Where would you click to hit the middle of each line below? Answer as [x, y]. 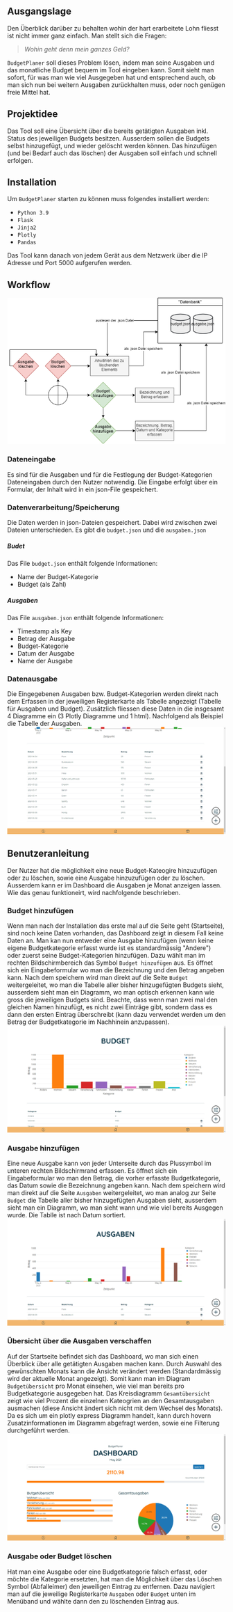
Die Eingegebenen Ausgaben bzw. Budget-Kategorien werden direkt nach [113, 694]
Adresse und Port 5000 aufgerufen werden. [70, 263]
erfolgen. [20, 160]
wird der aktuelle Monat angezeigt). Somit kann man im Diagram [99, 1378]
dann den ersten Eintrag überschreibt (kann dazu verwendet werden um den [116, 1015]
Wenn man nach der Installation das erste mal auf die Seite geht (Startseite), [116, 926]
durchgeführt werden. [39, 1430]
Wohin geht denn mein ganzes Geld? [77, 49]
